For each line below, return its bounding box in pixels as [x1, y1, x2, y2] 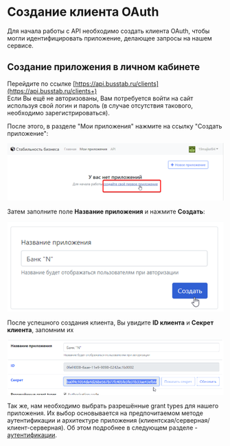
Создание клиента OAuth [7, 4, 159, 20]
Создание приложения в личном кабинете [7, 61, 200, 73]
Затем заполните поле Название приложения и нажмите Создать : [7, 207, 205, 215]
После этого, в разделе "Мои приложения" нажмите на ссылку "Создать [7, 121, 222, 130]
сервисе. [7, 41, 34, 49]
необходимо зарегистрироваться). [7, 108, 110, 117]
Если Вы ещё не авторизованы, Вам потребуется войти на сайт [7, 94, 194, 102]
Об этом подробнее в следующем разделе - [67, 423, 198, 432]
